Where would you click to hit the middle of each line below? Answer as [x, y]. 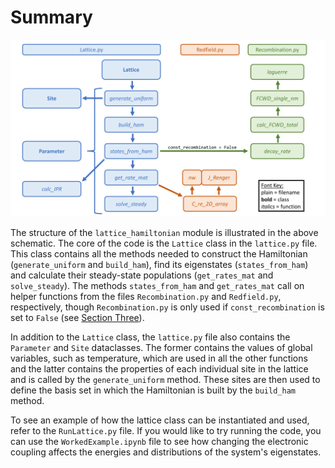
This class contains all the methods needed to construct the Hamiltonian [159, 254]
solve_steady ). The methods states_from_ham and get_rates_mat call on [157, 286]
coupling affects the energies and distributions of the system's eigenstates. [166, 452]
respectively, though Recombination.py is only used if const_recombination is [167, 307]
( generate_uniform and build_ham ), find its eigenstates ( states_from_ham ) [159, 265]
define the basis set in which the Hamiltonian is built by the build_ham [153, 390]
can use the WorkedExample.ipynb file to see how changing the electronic [159, 442]
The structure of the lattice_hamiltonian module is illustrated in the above [164, 233]
